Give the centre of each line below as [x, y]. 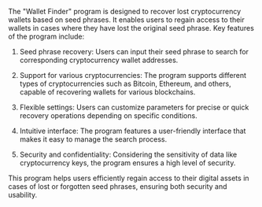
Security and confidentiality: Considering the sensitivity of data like [128, 154]
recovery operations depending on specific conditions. [109, 116]
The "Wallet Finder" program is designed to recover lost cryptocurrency [125, 11]
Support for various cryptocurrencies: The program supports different [133, 75]
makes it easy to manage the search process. [93, 139]
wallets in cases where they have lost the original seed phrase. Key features [131, 28]
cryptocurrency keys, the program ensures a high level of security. [127, 163]
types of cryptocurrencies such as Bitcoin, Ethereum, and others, [125, 83]
